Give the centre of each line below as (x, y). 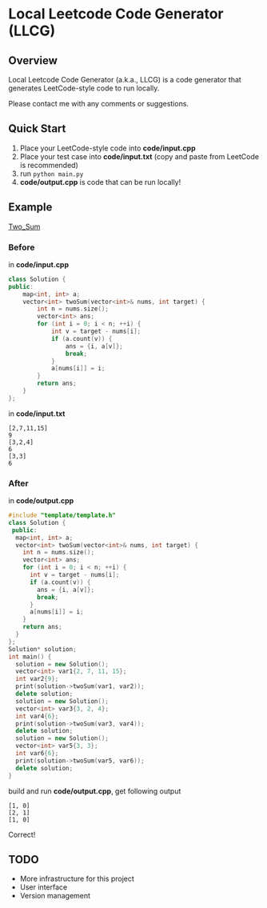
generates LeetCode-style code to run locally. (84, 88)
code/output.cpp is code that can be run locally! (100, 182)
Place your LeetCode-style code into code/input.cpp (108, 148)
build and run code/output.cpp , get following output (95, 791)
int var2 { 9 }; (37, 679)
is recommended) (49, 165)
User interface (44, 887)
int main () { (30, 657)
